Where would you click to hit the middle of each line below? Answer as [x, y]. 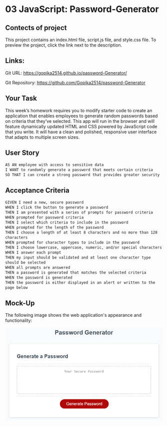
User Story [22, 153]
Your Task [21, 98]
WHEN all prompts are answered [38, 268]
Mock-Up [20, 303]
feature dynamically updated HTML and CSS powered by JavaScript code [81, 126]
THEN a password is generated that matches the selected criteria [76, 273]
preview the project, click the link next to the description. [64, 45]
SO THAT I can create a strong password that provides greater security [82, 175]
